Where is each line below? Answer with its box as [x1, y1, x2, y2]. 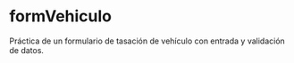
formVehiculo [9, 6, 113, 27]
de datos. [9, 44, 45, 55]
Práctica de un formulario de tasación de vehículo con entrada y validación [9, 35, 286, 46]
